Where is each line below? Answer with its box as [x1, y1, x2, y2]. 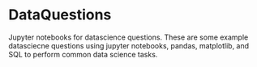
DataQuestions [8, 6, 112, 24]
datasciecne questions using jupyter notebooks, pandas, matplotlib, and [8, 40, 250, 50]
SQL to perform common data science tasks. [8, 49, 158, 59]
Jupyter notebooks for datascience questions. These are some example [8, 32, 249, 42]
